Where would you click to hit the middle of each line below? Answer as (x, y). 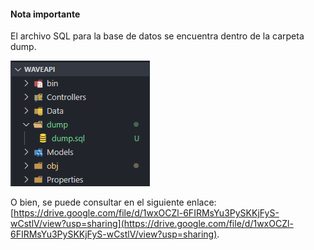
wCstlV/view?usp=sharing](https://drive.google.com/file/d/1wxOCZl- (152, 224)
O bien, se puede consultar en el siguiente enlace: (113, 202)
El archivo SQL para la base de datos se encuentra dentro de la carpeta (157, 36)
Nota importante (45, 14)
